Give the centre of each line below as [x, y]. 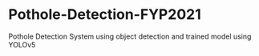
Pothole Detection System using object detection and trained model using [130, 36]
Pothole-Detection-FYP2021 [105, 15]
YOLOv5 [22, 44]
